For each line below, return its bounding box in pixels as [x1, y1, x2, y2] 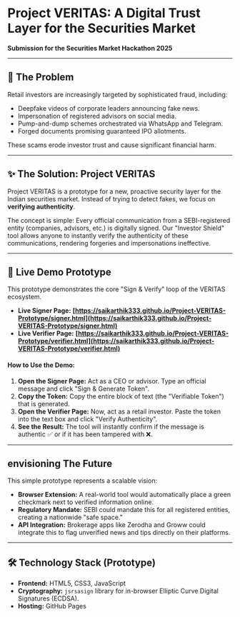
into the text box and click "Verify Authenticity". [17, 414, 158, 423]
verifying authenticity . [7, 202, 76, 211]
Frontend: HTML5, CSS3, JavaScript [17, 579, 126, 588]
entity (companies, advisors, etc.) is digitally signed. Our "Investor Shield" [7, 224, 225, 232]
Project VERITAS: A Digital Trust [7, 5, 201, 21]
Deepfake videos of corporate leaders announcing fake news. [17, 104, 200, 112]
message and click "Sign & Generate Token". [17, 384, 150, 393]
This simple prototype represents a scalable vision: [7, 476, 158, 485]
